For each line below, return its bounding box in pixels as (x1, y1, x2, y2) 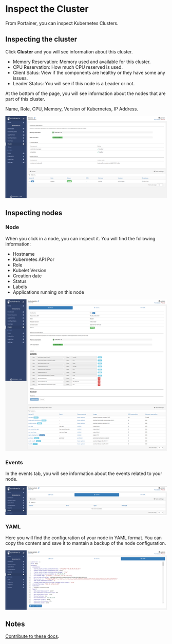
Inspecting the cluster (5, 35, 78, 44)
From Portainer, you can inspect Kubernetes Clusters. (5, 20, 119, 26)
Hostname (12, 251, 35, 257)
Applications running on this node (12, 289, 85, 295)
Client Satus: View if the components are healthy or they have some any (12, 69, 165, 75)
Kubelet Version (12, 267, 47, 273)
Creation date (12, 273, 42, 279)
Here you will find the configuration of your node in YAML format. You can (5, 535, 162, 541)
